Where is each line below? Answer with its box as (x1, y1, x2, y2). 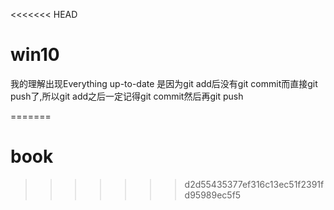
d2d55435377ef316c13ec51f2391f (184, 178, 325, 190)
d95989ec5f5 (184, 189, 242, 201)
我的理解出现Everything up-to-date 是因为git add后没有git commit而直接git (10, 77, 318, 89)
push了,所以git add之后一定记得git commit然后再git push (10, 90, 244, 102)
